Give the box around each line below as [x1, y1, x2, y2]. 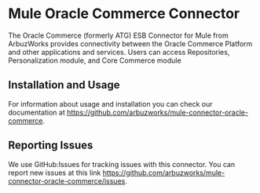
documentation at [8, 107, 65, 117]
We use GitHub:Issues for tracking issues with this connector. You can [8, 159, 236, 169]
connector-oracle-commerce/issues [8, 176, 126, 185]
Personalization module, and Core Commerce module [8, 56, 182, 65]
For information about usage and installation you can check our [8, 99, 214, 108]
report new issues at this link [8, 168, 101, 177]
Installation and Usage [8, 78, 120, 92]
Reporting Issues [8, 139, 93, 152]
